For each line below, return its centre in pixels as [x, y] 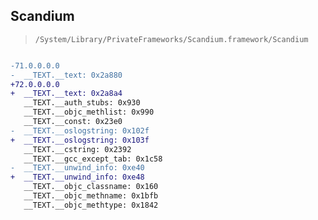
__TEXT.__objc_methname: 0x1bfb [91, 196]
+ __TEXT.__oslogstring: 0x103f [80, 140]
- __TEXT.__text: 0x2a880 [66, 75]
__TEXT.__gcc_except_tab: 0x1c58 [93, 159]
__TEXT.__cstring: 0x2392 [77, 149]
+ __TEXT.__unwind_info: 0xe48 [77, 177]
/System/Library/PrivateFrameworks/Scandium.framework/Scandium [171, 39]
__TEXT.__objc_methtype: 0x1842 [91, 205]
